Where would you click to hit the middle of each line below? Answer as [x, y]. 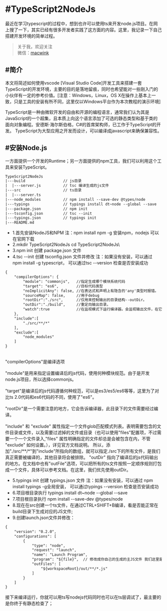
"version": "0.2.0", [35, 531]
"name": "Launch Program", [60, 555]
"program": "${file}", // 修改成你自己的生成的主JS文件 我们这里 [95, 560]
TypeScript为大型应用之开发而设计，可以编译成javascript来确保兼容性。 [88, 131]
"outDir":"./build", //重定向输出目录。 [67, 305]
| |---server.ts [23, 195]
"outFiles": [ [46, 564]
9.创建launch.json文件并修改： [43, 518]
